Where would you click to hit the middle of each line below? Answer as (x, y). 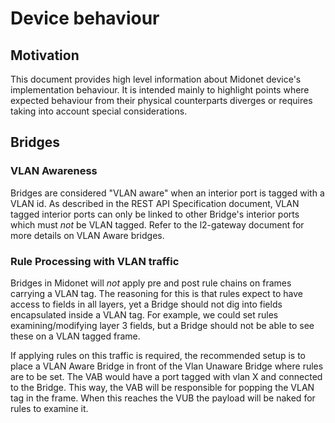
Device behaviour (85, 18)
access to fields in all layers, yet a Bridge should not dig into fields (146, 304)
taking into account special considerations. (99, 111)
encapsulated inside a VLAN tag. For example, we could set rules (144, 314)
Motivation (45, 55)
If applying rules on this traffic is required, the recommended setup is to (158, 355)
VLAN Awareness (54, 171)
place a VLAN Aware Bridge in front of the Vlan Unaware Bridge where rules (167, 366)
